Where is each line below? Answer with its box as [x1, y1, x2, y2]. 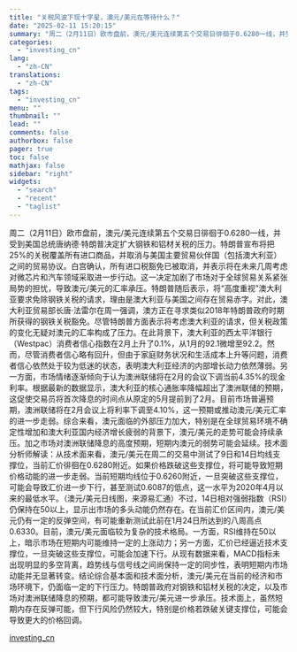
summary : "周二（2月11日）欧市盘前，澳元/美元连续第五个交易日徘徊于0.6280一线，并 [9, 29, 286, 38]
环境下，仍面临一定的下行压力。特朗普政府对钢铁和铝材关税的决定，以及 [16, 581, 280, 592]
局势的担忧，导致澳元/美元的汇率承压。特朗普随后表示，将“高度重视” [9, 282, 259, 293]
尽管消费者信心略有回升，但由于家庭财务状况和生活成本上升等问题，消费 [24, 349, 288, 359]
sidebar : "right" [9, 169, 73, 178]
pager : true [9, 144, 53, 153]
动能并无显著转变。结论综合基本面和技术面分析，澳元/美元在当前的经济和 [9, 570, 276, 580]
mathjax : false [9, 161, 65, 170]
